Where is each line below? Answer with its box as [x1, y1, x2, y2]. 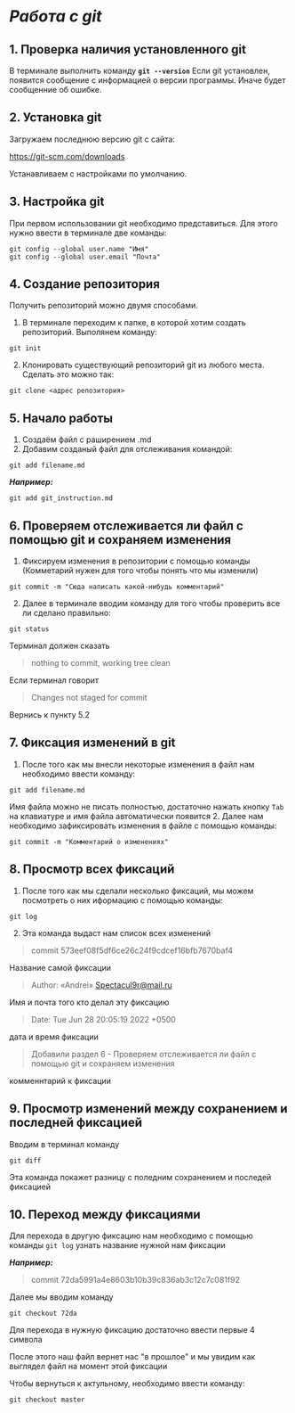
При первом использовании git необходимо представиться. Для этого [9, 218, 278, 228]
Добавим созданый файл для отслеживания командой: [21, 444, 233, 455]
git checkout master [9, 1395, 86, 1405]
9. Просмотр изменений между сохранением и [9, 1101, 288, 1116]
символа [9, 1335, 43, 1345]
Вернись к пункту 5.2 [9, 710, 91, 720]
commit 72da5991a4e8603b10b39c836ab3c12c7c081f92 [30, 1275, 240, 1286]
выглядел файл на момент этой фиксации [9, 1361, 168, 1372]
